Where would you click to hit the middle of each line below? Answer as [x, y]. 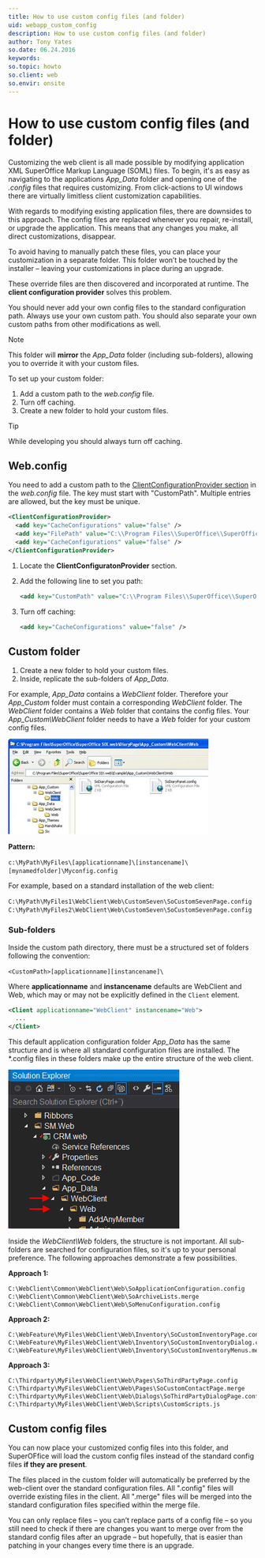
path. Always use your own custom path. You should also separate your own [132, 315]
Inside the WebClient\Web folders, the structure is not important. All [118, 1241]
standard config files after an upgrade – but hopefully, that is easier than [125, 1537]
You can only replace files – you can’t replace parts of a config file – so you [130, 1520]
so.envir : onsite [37, 83]
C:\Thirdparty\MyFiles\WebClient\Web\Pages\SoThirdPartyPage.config [123, 1381]
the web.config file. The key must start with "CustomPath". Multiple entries [129, 493]
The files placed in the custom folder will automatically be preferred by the [129, 1480]
